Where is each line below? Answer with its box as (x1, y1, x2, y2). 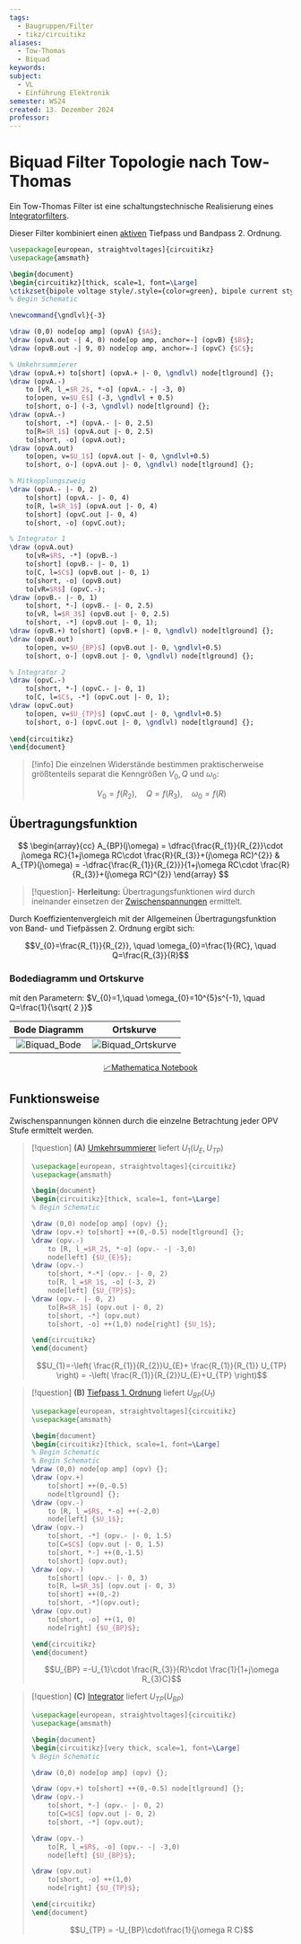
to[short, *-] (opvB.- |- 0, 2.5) (25, 601, 154, 611)
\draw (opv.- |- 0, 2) (30, 1295, 116, 1303)
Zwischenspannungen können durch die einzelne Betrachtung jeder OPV (9, 1115, 279, 1126)
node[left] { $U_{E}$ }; (47, 1252, 133, 1262)
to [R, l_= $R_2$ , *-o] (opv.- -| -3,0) (47, 1244, 197, 1253)
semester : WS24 (9, 96, 66, 106)
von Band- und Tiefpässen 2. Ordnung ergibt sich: (9, 923, 195, 933)
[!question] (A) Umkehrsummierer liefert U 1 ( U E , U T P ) (30, 1142, 224, 1155)
